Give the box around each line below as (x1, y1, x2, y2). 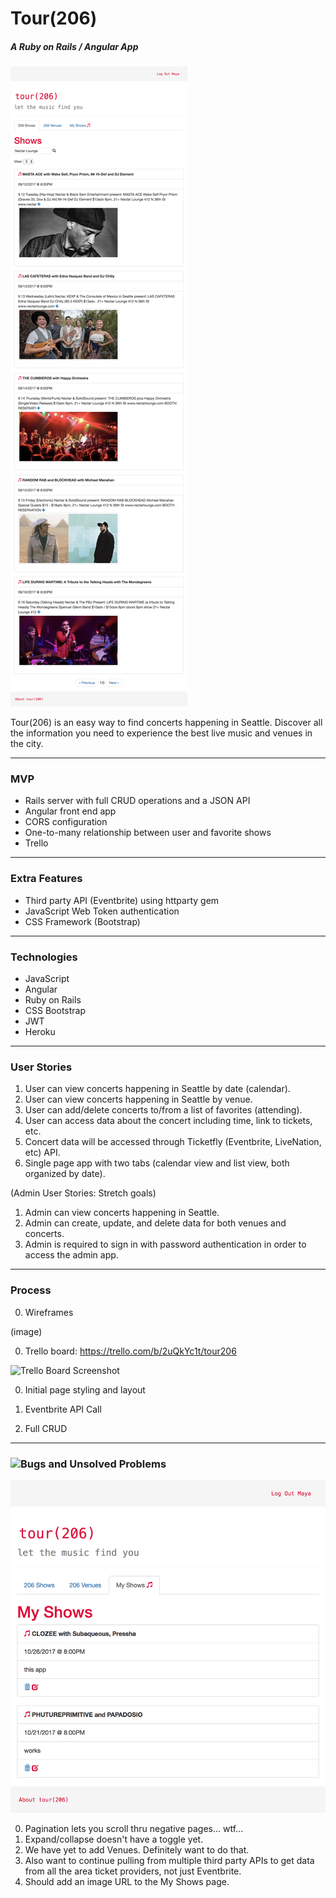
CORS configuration (24, 816, 108, 828)
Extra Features (10, 872, 83, 886)
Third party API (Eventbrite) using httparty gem (24, 894, 220, 906)
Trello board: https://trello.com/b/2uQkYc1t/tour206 (24, 1345, 237, 1357)
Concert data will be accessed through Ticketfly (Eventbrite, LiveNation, (24, 1136, 322, 1148)
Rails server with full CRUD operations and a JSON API (24, 795, 251, 807)
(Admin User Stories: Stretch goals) (10, 1187, 157, 1199)
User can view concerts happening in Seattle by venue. (24, 1093, 253, 1106)
